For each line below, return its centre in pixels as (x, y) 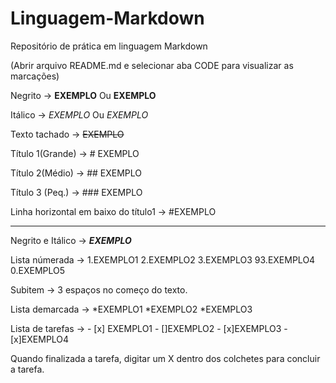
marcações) (35, 76)
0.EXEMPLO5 (38, 270)
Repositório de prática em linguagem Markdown (109, 46)
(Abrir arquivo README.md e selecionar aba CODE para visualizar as (152, 65)
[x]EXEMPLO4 (40, 339)
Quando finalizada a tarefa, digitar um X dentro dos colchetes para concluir (165, 358)
